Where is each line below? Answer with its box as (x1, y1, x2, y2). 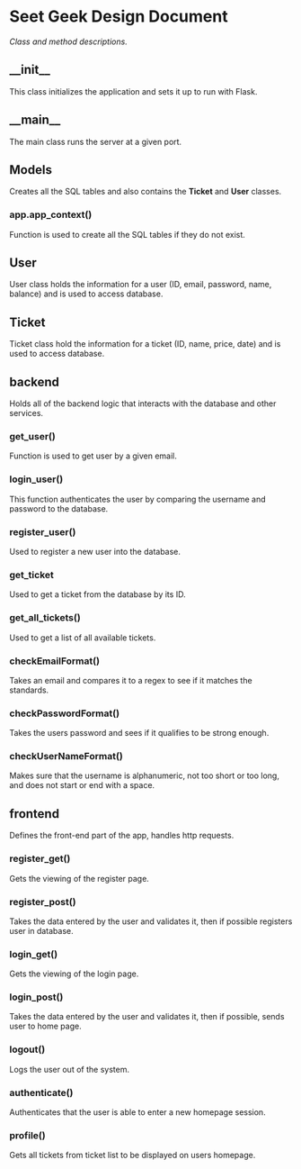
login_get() (9, 947, 58, 960)
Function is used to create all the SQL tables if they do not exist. (9, 229, 245, 240)
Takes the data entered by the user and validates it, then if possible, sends (9, 1011, 285, 1022)
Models (9, 162, 52, 177)
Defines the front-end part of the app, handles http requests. (9, 830, 235, 841)
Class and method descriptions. (9, 36, 128, 47)
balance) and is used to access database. (9, 288, 164, 299)
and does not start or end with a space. (9, 780, 155, 791)
